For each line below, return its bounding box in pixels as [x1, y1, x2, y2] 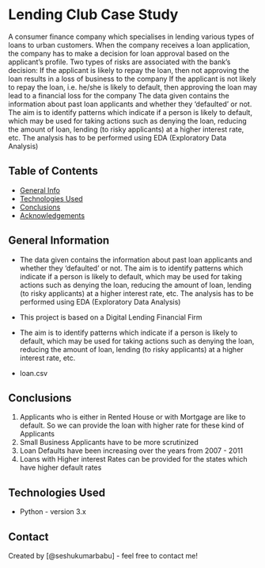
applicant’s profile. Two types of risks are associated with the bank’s [8, 57, 231, 67]
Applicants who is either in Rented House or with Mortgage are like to [19, 413, 246, 422]
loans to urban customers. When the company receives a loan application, [8, 40, 251, 49]
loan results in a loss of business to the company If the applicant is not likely [8, 74, 257, 83]
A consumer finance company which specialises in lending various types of [8, 32, 255, 41]
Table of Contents [8, 164, 99, 178]
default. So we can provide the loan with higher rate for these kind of [19, 420, 244, 430]
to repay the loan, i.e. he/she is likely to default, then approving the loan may [8, 82, 258, 92]
